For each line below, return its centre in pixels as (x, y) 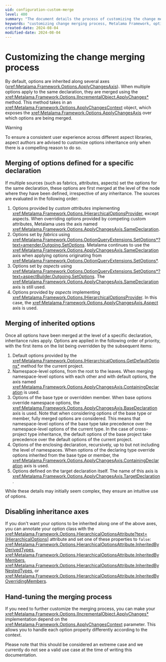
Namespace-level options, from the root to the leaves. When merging (83, 371)
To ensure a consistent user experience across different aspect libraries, (79, 137)
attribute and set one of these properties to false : (100, 539)
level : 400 (16, 14)
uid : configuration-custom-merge (40, 10)
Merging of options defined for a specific (70, 163)
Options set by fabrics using (41, 234)
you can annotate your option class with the (50, 529)
